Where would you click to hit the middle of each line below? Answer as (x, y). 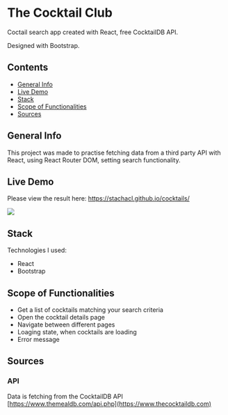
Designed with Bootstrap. (43, 45)
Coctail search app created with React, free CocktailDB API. (93, 32)
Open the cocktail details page (61, 317)
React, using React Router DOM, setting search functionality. (94, 160)
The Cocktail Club (60, 13)
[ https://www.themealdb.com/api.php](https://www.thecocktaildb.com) (109, 404)
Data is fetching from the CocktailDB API (65, 396)
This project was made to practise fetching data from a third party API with (114, 152)
